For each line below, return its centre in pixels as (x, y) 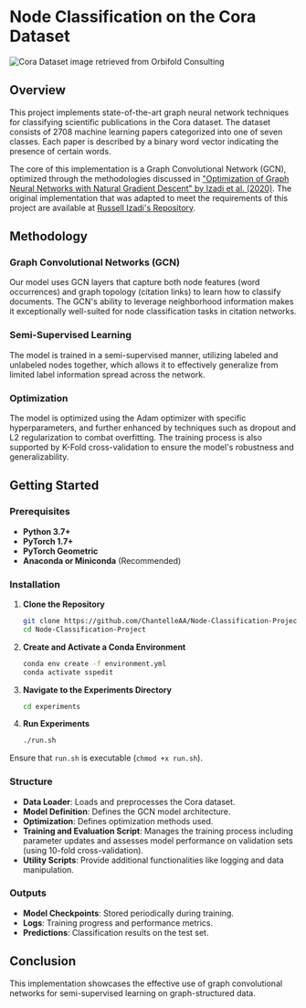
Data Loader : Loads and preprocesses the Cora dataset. (129, 801)
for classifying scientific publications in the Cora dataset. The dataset (140, 122)
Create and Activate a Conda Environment (104, 647)
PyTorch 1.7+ (48, 541)
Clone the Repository (63, 604)
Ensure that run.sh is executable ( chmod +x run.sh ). (106, 758)
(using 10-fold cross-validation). (83, 850)
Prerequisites (40, 512)
